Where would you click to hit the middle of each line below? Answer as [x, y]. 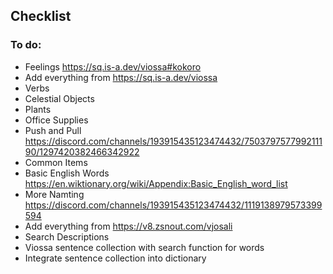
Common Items [56, 162]
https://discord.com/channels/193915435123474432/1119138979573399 [173, 205]
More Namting [54, 194]
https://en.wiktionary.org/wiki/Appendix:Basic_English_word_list [156, 183]
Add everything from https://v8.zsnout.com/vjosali [128, 226]
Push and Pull [53, 130]
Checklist [41, 16]
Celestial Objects [59, 98]
